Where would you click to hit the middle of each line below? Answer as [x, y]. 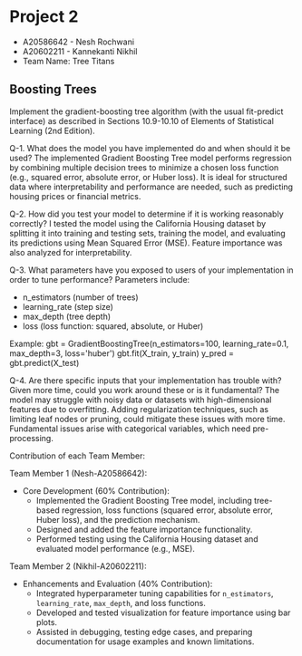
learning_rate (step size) [68, 306]
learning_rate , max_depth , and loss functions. [121, 603]
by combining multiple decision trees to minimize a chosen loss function [144, 167]
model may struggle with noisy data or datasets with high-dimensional [141, 400]
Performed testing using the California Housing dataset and [147, 539]
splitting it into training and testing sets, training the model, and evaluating [147, 233]
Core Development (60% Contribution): [96, 490]
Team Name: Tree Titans [68, 61]
